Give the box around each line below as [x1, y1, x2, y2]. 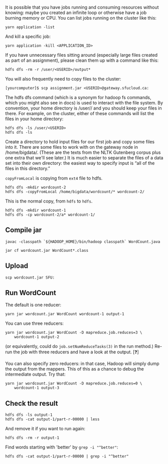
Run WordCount [5, 289, 57, 297]
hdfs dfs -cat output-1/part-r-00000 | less [5, 417, 100, 422]
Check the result [5, 399, 58, 408]
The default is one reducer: [5, 302, 62, 308]
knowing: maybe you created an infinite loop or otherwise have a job [5, 10, 147, 16]
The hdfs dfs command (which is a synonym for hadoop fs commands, [5, 95, 151, 100]
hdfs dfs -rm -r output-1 [5, 435, 59, 440]
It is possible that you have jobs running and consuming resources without [5, 5, 159, 10]
